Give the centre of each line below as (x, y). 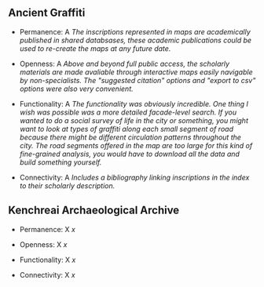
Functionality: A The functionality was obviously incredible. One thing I (134, 104)
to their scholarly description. (67, 185)
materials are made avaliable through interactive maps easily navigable (136, 72)
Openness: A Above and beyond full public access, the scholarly (125, 64)
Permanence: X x (48, 229)
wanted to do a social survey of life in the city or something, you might (134, 120)
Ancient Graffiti (47, 13)
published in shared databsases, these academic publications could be (136, 40)
